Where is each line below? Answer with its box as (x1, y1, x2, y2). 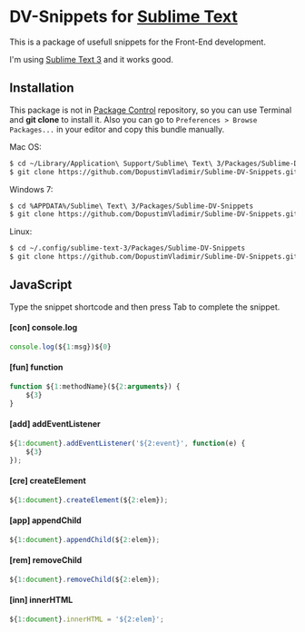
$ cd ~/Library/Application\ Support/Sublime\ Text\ (9, 159, 213, 168)
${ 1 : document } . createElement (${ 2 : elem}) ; (9, 495, 169, 505)
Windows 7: (9, 183, 54, 194)
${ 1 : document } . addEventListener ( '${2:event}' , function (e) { (9, 439, 246, 448)
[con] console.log (9, 322, 78, 333)
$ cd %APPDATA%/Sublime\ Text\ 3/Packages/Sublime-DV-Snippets (9, 202, 254, 211)
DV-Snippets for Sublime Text (9, 6, 238, 27)
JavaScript (9, 277, 73, 292)
